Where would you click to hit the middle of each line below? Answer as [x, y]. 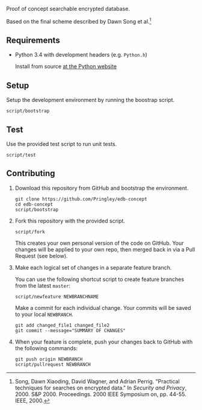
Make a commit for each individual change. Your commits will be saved [103, 307]
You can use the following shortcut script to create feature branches [99, 279]
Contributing [31, 173]
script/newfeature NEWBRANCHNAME [57, 297]
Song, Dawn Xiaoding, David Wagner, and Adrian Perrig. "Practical [97, 381]
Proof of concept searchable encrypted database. [68, 9]
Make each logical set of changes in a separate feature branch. [93, 267]
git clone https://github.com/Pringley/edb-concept [81, 199]
